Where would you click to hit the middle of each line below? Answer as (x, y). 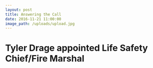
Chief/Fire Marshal (45, 59)
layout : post (19, 10)
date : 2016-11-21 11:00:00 (33, 19)
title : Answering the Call (33, 14)
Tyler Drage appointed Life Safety (77, 48)
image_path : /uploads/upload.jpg (40, 24)
